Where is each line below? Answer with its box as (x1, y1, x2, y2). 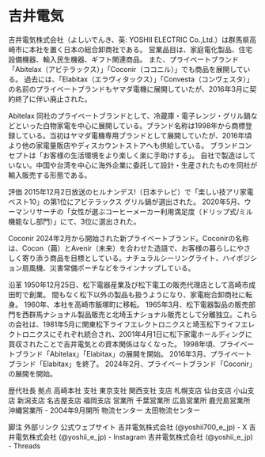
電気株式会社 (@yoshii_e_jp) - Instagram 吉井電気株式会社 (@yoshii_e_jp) (14, 432, 253, 441)
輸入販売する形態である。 (8, 170, 92, 179)
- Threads (8, 440, 41, 451)
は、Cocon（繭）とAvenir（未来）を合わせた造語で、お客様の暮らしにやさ (8, 243, 252, 253)
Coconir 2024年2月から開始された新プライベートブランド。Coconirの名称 (8, 233, 249, 243)
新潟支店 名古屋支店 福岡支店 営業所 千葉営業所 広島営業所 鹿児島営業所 (17, 395, 251, 405)
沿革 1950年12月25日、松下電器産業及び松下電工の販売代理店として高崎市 (8, 280, 249, 289)
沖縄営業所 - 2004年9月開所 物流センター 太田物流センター (8, 405, 201, 415)
